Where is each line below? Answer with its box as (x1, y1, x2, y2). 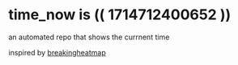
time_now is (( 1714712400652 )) (8, 6, 232, 24)
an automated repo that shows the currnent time (8, 32, 170, 42)
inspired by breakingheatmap (8, 47, 107, 57)
